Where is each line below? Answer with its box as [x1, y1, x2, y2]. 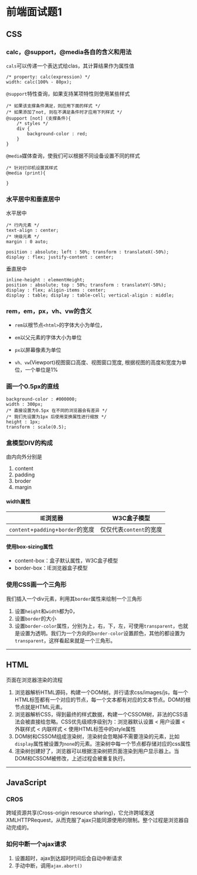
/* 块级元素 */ [6, 234, 40, 240]
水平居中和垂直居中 [6, 195, 60, 203]
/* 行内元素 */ [6, 223, 40, 228]
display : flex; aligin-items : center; [6, 287, 107, 294]
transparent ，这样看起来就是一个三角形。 [14, 637, 116, 644]
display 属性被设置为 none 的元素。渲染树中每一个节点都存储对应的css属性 [14, 740, 191, 747]
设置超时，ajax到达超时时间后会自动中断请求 [14, 854, 123, 861]
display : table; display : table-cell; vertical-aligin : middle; [6, 292, 175, 298]
